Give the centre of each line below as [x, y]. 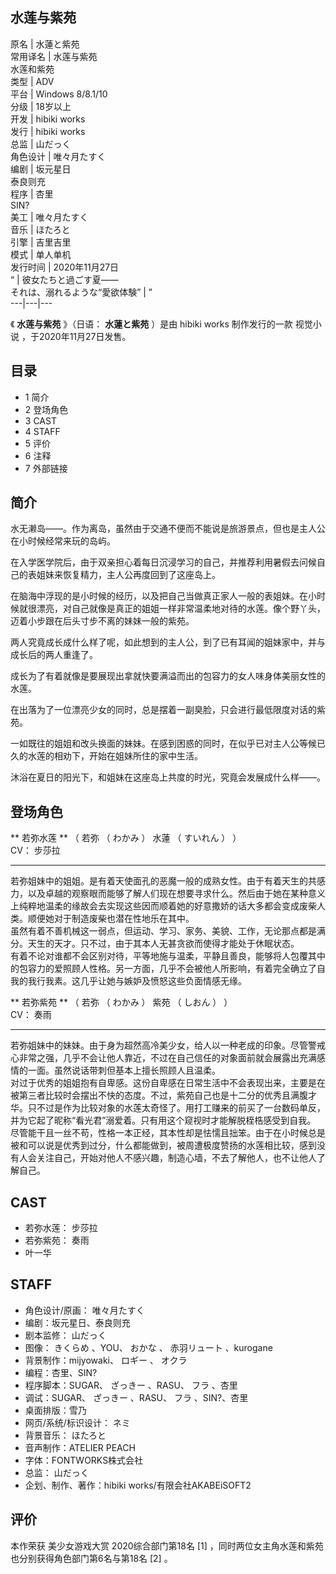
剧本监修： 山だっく [65, 1335]
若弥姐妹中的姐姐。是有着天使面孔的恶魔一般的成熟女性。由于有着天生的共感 [168, 881]
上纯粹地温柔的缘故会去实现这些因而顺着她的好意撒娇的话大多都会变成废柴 [163, 906]
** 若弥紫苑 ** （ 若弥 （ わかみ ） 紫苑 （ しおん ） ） [121, 1002]
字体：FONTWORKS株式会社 [84, 1460]
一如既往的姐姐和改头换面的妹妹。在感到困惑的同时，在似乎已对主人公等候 [163, 744]
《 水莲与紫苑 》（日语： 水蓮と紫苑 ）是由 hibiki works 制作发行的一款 [151, 324]
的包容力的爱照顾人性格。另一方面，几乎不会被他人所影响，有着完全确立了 [163, 969]
